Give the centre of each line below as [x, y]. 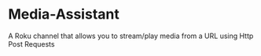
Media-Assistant [64, 14]
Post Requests [31, 44]
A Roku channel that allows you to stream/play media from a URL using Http [131, 36]
